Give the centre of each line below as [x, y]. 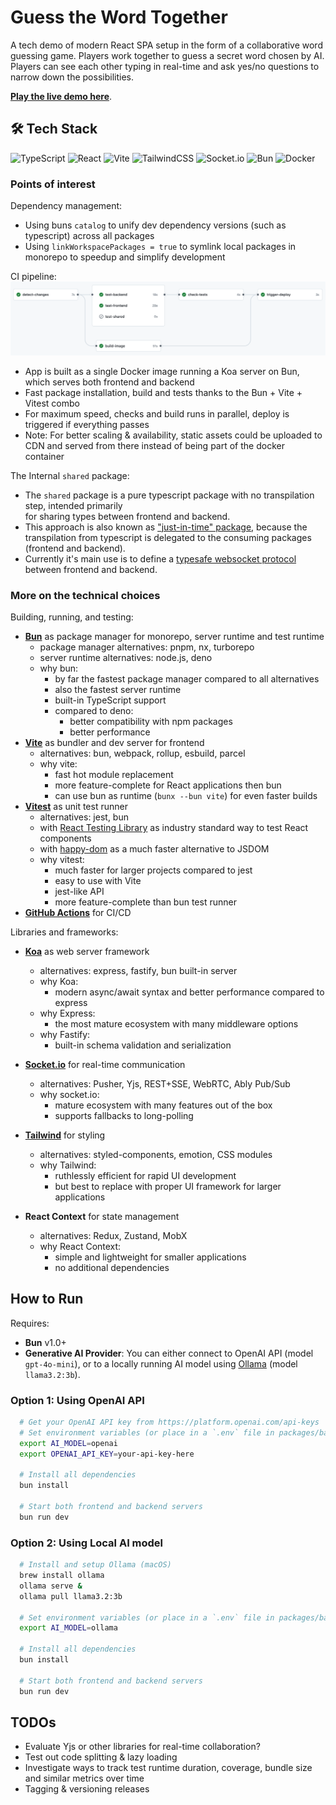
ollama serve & [51, 1586]
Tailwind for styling [65, 1135]
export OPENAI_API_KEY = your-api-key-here [107, 1454]
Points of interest [53, 184]
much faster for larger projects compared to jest [153, 870]
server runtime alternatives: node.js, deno [126, 657]
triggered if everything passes [87, 424]
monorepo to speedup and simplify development [125, 257]
